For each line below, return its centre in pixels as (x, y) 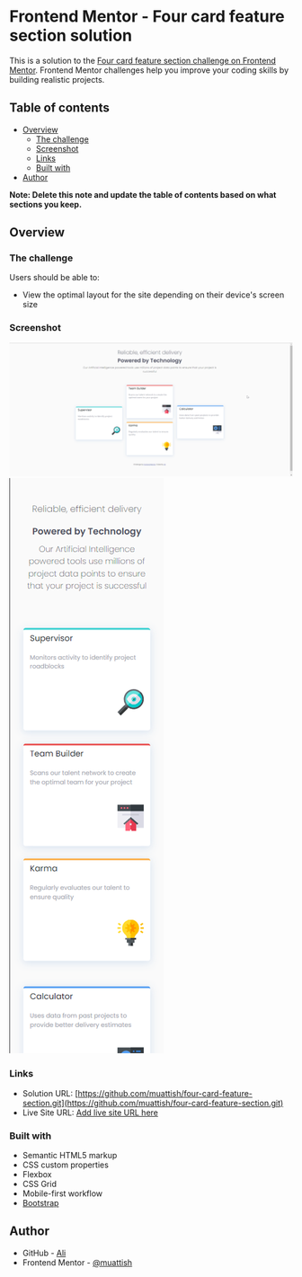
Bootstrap (40, 1203)
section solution (71, 35)
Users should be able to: (55, 278)
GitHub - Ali (44, 1253)
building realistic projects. (57, 79)
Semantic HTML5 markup (70, 1156)
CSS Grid (39, 1184)
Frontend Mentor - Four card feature (147, 17)
